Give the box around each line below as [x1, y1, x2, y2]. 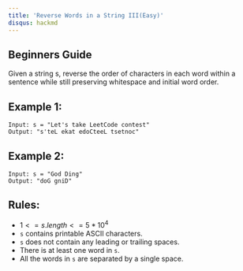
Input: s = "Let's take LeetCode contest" [8, 121, 150, 129]
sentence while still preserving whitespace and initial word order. [8, 77, 219, 87]
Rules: [8, 199, 40, 212]
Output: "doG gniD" [8, 176, 73, 185]
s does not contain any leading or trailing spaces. [19, 237, 180, 247]
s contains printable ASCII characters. [19, 229, 144, 239]
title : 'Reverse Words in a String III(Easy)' [8, 11, 164, 20]
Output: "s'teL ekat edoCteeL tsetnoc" [8, 128, 140, 136]
